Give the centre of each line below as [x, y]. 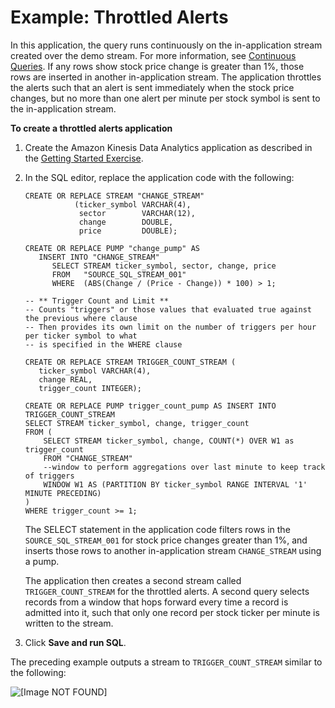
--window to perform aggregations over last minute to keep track [184, 467]
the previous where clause [81, 318]
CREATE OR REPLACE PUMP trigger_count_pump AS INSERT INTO [150, 406]
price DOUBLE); [128, 231]
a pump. [42, 561]
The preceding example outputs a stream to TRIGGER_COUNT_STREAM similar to [166, 662]
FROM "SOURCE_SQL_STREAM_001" [119, 274]
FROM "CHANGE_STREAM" [88, 458]
